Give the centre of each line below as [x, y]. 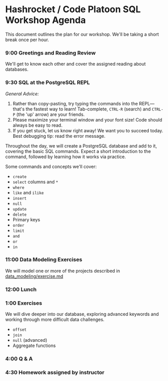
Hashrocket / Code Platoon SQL [73, 9]
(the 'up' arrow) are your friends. [50, 114]
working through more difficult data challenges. [55, 319]
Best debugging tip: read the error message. [59, 136]
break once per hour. [27, 40]
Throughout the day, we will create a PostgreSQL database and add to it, [81, 145]
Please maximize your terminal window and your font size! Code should [87, 120]
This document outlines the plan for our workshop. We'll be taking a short [82, 34]
